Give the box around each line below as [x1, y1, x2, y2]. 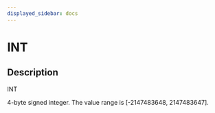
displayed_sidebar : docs [7, 10, 78, 17]
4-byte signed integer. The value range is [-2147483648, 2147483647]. [7, 98, 210, 106]
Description [7, 66, 58, 79]
